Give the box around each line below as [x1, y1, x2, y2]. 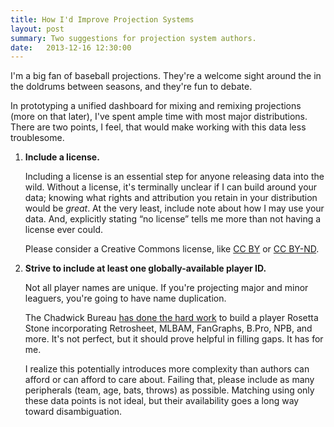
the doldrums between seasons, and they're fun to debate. [10, 81, 253, 93]
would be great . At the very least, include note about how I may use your [24, 202, 325, 215]
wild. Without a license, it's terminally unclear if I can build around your [24, 181, 318, 193]
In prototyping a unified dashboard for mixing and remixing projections [10, 100, 302, 112]
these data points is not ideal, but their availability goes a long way [24, 395, 300, 407]
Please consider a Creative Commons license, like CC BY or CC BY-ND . [24, 243, 320, 255]
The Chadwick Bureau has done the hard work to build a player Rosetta [24, 312, 319, 324]
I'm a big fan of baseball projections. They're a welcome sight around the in [10, 70, 322, 82]
